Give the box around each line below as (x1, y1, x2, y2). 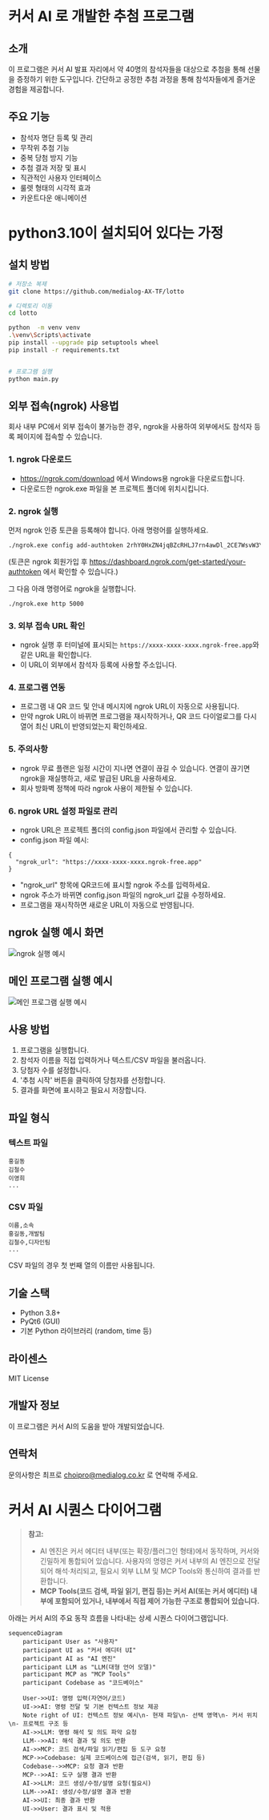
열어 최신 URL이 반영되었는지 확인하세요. (19, 721, 148, 731)
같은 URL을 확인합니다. (19, 650, 92, 660)
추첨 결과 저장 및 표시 (19, 163, 86, 172)
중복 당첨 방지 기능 (19, 153, 78, 163)
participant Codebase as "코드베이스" (22, 1678, 144, 1686)
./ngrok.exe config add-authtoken (8, 541, 124, 549)
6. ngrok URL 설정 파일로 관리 (8, 806, 118, 817)
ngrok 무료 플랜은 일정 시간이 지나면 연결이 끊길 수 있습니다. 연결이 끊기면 (19, 763, 251, 773)
